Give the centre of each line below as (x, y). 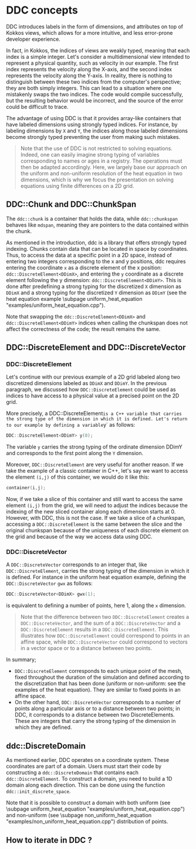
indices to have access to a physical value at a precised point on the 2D (93, 396)
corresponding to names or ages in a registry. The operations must (101, 161)
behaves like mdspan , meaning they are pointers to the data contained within (97, 225)
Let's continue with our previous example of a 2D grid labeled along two (93, 377)
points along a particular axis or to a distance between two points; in (97, 709)
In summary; (21, 659)
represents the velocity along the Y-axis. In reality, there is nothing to (89, 75)
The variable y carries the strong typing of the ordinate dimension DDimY (94, 447)
